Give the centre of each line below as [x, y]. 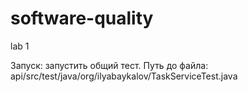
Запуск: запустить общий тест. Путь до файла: [109, 65]
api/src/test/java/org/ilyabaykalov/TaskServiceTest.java [124, 76]
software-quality [82, 18]
